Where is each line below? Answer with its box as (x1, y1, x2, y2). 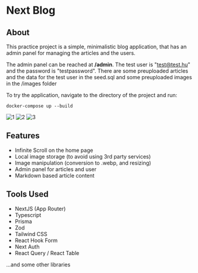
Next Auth (14, 243, 40, 250)
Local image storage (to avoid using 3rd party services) (14, 153, 151, 160)
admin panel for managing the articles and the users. (6, 49, 136, 57)
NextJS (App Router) (14, 205, 66, 212)
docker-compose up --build (6, 103, 73, 109)
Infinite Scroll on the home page (14, 147, 93, 154)
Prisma (14, 218, 33, 225)
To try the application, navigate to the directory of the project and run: (6, 92, 177, 98)
